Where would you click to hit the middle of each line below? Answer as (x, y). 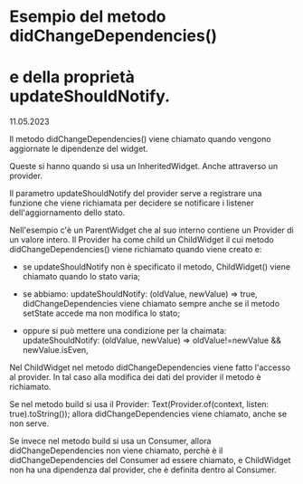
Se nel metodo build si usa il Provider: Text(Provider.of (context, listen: (139, 404)
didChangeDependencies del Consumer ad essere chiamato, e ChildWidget (150, 460)
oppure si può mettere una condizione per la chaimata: (124, 331)
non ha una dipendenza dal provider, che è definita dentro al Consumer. (143, 470)
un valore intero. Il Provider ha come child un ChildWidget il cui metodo (142, 240)
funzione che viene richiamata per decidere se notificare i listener (132, 203)
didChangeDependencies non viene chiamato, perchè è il (116, 451)
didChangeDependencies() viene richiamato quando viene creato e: (136, 250)
